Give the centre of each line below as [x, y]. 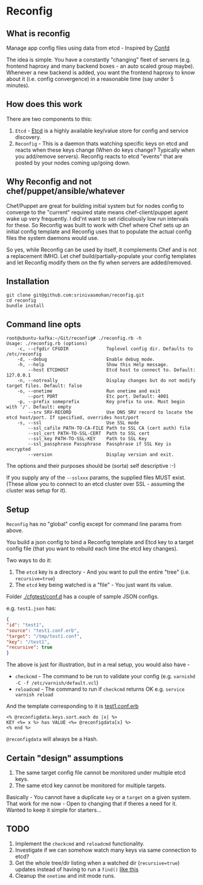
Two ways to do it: [29, 560]
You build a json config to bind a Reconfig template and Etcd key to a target [100, 542]
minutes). [18, 85]
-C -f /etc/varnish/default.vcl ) [56, 683]
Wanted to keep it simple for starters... [54, 810]
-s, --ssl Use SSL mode [78, 423]
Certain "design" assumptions [65, 758]
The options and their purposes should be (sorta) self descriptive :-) [91, 466]
